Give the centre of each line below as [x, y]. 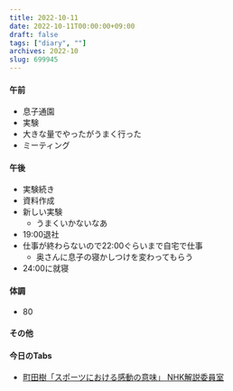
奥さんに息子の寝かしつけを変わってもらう [115, 257]
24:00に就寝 [46, 268]
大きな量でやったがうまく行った [82, 134]
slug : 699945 [34, 60]
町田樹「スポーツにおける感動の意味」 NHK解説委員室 [123, 377]
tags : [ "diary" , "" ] [48, 43]
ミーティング [46, 145]
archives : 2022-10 [44, 51]
